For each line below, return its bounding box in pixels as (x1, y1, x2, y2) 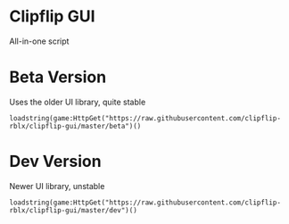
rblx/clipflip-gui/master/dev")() (9, 205, 138, 215)
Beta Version (9, 67, 107, 87)
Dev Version (9, 152, 102, 171)
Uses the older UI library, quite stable (9, 96, 146, 107)
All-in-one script (9, 36, 70, 46)
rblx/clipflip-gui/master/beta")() (9, 121, 142, 130)
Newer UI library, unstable (9, 180, 105, 191)
